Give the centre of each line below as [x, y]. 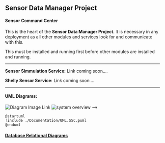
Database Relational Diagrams [37, 136]
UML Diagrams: [21, 96]
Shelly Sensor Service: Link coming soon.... [50, 80]
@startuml [15, 116]
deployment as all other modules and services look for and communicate [79, 37]
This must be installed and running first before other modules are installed [80, 52]
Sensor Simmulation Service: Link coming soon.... [56, 71]
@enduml [13, 125]
